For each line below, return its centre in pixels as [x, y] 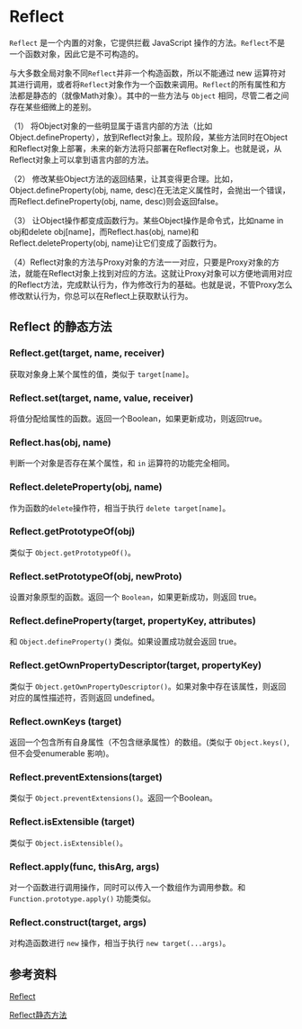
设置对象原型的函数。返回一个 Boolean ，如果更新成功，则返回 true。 [136, 597]
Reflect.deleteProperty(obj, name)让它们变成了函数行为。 [115, 243]
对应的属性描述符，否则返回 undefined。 [84, 697]
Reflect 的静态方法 [61, 327]
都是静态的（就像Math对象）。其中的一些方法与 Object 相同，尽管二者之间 [153, 95]
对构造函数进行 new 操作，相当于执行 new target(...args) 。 [120, 943]
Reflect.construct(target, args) [78, 922]
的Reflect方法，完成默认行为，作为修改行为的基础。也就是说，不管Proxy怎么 [151, 284]
